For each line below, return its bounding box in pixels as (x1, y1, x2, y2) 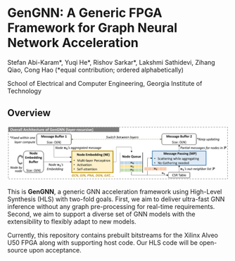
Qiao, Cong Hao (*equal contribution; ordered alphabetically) (7, 65, 184, 74)
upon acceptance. (29, 246, 82, 254)
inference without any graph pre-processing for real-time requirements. (7, 202, 215, 210)
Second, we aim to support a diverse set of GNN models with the (7, 210, 196, 218)
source (7, 246, 28, 254)
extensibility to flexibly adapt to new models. (7, 217, 136, 226)
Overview (7, 107, 51, 119)
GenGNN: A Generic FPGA (7, 5, 163, 21)
